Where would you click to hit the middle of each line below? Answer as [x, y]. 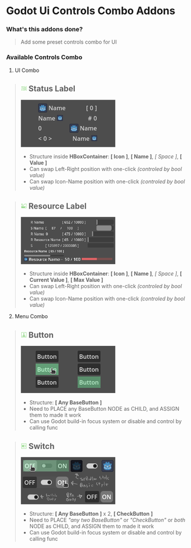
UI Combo [27, 70]
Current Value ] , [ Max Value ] [66, 280]
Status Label [52, 89]
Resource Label [57, 206]
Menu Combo [31, 316]
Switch [42, 446]
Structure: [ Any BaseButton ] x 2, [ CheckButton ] [91, 514]
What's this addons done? [45, 29]
